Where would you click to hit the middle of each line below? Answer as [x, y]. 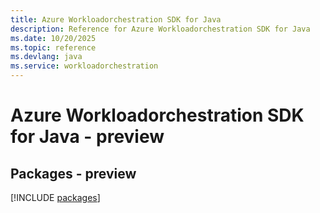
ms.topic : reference [53, 47]
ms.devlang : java [46, 57]
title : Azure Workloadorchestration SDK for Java [116, 19]
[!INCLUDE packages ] [55, 197]
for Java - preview [87, 137]
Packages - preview [73, 173]
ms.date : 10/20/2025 [53, 38]
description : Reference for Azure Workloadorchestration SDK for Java [160, 29]
